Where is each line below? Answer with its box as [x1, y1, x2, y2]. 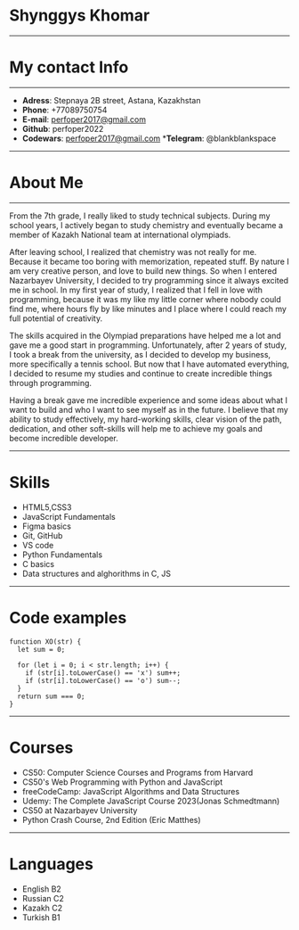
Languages [9, 853, 93, 874]
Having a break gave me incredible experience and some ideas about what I [9, 394, 287, 406]
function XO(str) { [9, 637, 82, 646]
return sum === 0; [17, 692, 86, 701]
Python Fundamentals [21, 549, 103, 560]
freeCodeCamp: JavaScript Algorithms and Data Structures [21, 786, 240, 796]
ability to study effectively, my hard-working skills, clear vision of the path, [9, 414, 282, 424]
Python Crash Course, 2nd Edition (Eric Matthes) [21, 814, 202, 825]
